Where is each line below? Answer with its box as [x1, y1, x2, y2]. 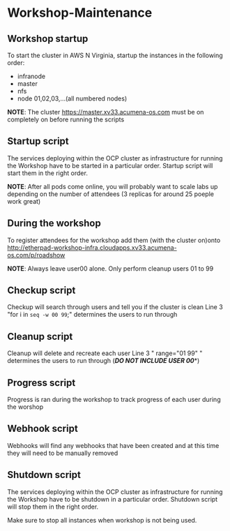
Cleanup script [7, 330, 73, 343]
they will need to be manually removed [7, 449, 118, 457]
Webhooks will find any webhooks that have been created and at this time [7, 441, 220, 449]
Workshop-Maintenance [7, 5, 153, 21]
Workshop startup [7, 33, 89, 45]
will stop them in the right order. [7, 502, 99, 511]
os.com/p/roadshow [7, 250, 66, 259]
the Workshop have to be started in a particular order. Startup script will [7, 161, 213, 170]
